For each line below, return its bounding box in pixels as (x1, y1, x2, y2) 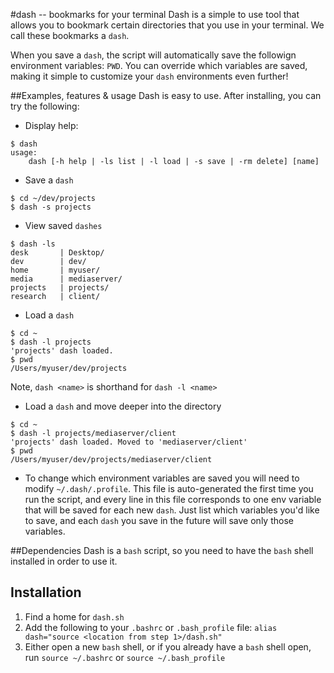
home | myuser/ (10, 265, 101, 275)
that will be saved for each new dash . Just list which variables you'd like (24, 504, 320, 516)
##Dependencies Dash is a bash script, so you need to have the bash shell (10, 545, 314, 556)
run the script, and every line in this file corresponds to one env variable (24, 494, 322, 505)
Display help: (24, 120, 79, 131)
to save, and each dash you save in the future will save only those (24, 515, 294, 526)
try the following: (10, 100, 80, 112)
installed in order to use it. (10, 555, 118, 567)
